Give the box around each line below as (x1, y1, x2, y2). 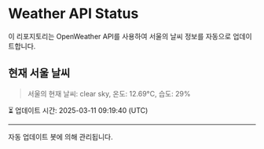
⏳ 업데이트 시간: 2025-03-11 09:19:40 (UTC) (8, 105, 148, 114)
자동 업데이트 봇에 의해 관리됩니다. (8, 132, 113, 141)
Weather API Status (8, 5, 139, 23)
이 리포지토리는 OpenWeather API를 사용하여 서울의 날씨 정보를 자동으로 (8, 31, 232, 41)
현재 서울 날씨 (8, 67, 71, 80)
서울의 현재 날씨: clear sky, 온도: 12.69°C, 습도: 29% (27, 89, 191, 98)
